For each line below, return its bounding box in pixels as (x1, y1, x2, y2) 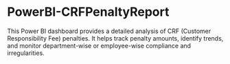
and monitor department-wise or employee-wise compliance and (7, 41, 191, 50)
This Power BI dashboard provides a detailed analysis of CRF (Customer (7, 27, 211, 35)
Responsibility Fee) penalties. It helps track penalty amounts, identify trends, (7, 34, 224, 42)
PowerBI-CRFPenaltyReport (7, 4, 170, 20)
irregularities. (7, 49, 45, 57)
